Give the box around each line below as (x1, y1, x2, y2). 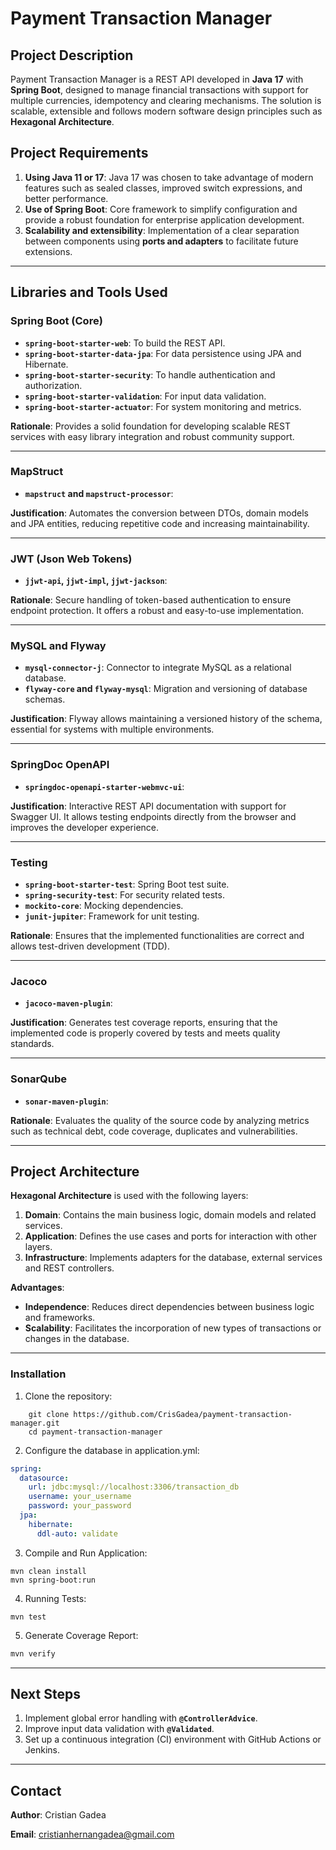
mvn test (10, 1612, 47, 1622)
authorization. (24, 379, 83, 391)
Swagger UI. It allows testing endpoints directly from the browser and (10, 810, 297, 822)
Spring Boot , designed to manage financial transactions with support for (10, 84, 309, 96)
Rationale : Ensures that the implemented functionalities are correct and (10, 929, 305, 941)
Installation (10, 1367, 67, 1381)
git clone (28, 1409, 70, 1419)
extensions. (24, 245, 73, 257)
